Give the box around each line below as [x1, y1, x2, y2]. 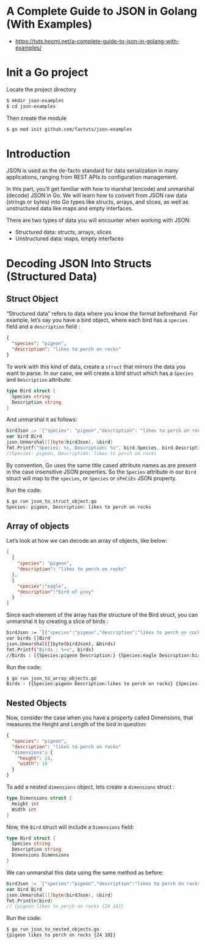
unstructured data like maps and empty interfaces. [6, 205, 134, 212]
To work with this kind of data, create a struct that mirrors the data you [6, 363, 186, 370]
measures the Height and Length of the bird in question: [6, 721, 147, 728]
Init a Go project [6, 65, 88, 80]
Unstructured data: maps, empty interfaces [15, 235, 124, 242]
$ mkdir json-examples [6, 97, 64, 103]
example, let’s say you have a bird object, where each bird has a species [6, 316, 188, 324]
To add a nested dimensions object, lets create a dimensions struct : [6, 783, 175, 790]
